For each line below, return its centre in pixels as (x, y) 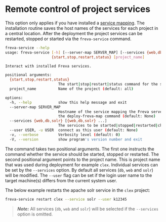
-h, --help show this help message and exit (68, 102)
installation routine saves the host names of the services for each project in (82, 28)
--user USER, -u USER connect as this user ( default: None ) (74, 130)
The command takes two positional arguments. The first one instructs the (80, 149)
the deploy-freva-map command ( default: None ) (107, 116)
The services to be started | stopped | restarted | (108, 126)
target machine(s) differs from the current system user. (61, 180)
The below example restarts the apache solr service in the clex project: (78, 190)
